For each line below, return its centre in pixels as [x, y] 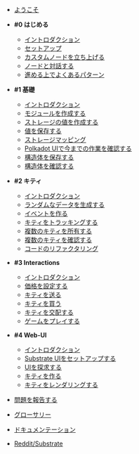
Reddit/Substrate [38, 443]
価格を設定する [46, 286]
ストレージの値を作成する [61, 122]
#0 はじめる [31, 25]
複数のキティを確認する [58, 240]
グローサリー [32, 415]
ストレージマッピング [55, 140]
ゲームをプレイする [52, 321]
